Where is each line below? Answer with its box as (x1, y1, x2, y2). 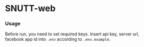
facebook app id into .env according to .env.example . (5, 36, 111, 42)
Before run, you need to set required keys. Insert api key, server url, (5, 31, 140, 37)
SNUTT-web (5, 3, 56, 14)
